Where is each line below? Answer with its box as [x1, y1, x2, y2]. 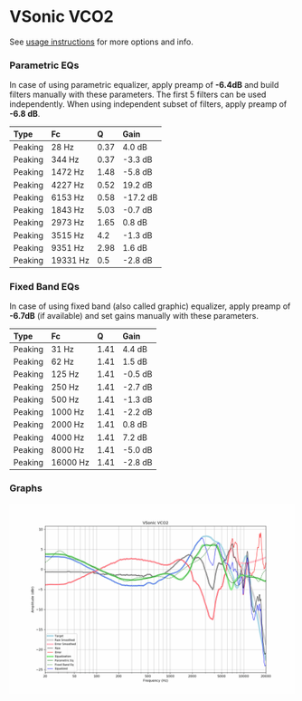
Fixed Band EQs [9, 280, 80, 293]
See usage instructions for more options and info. [9, 36, 194, 47]
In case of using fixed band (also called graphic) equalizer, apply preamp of [9, 301, 291, 312]
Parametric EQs [9, 59, 80, 72]
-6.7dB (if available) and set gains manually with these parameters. [9, 311, 260, 322]
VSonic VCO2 [9, 6, 115, 27]
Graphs [9, 482, 42, 495]
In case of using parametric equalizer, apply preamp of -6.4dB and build [9, 80, 279, 91]
